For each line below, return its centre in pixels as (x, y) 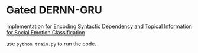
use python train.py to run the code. (51, 44)
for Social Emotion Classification (46, 32)
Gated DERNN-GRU (54, 10)
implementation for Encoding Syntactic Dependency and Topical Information (99, 26)
